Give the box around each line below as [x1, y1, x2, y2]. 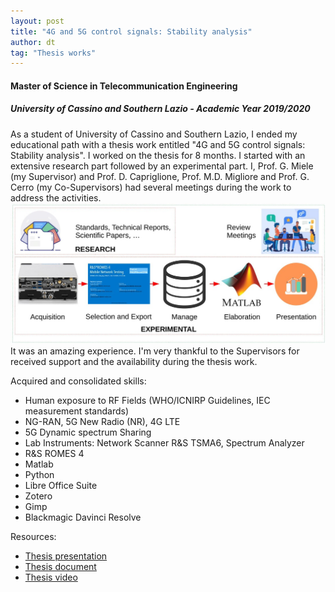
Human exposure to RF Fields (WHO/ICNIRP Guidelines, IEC [24, 394, 271, 406]
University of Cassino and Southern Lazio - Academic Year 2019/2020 [10, 103, 311, 115]
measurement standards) [24, 405, 130, 417]
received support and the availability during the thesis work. [10, 355, 258, 367]
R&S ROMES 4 [24, 447, 85, 459]
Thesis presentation [24, 550, 108, 562]
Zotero [24, 490, 53, 502]
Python [24, 468, 55, 480]
